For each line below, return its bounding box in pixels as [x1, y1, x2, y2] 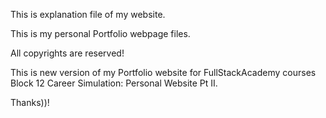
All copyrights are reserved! [10, 47, 125, 59]
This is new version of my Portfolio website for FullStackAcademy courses [10, 67, 317, 78]
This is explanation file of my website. [10, 9, 166, 20]
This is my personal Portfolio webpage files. [10, 28, 191, 39]
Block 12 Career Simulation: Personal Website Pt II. [10, 77, 218, 89]
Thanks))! [10, 97, 50, 108]
